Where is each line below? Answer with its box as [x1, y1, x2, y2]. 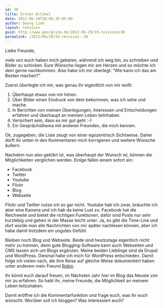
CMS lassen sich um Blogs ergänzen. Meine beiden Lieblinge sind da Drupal [5, 247, 158, 253]
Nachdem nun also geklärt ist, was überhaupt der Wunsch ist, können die [5, 152, 152, 157]
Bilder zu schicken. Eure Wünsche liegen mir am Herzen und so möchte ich [5, 62, 156, 68]
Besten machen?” [5, 73, 40, 78]
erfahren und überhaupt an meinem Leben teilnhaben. [12, 112, 121, 118]
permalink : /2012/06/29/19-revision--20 [5, 35, 89, 39]
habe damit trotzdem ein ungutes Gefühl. [5, 228, 88, 233]
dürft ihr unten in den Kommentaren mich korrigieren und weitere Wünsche [5, 137, 156, 143]
